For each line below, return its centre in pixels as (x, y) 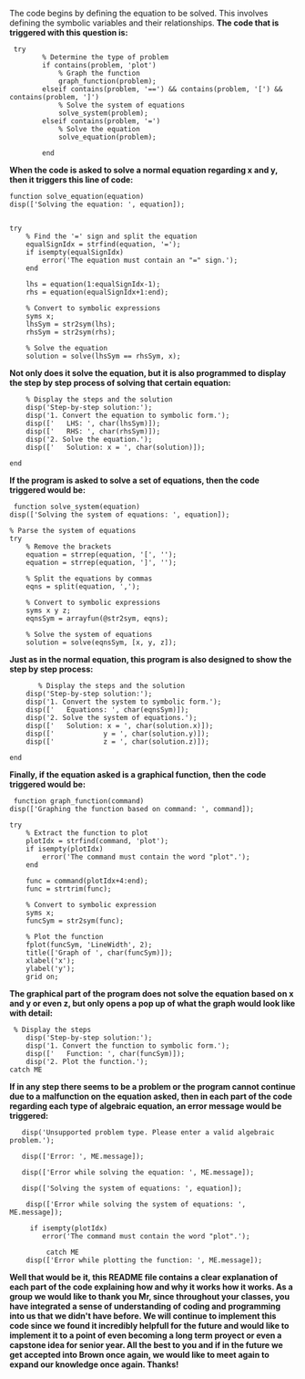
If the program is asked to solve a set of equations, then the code (134, 480)
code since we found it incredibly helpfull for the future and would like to (149, 1326)
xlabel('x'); (51, 961)
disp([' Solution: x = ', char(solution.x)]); (120, 726)
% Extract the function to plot (87, 833)
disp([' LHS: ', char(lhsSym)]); (93, 423)
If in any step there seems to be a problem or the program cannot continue (152, 1086)
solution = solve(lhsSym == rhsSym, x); (103, 356)
